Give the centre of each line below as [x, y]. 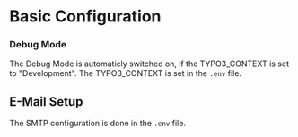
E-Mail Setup [46, 102]
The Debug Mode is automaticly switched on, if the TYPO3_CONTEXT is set [149, 64]
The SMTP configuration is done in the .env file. [98, 124]
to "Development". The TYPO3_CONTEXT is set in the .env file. [126, 73]
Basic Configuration [85, 17]
